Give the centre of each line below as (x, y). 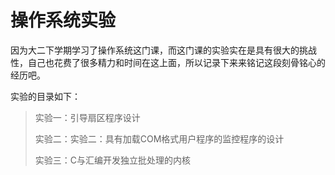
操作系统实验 (63, 20)
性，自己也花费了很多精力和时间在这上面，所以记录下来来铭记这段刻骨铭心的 (168, 62)
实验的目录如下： (45, 96)
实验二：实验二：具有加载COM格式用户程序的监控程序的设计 (159, 138)
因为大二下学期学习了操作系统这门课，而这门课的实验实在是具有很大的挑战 (163, 50)
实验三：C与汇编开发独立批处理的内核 (113, 160)
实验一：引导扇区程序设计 (87, 117)
